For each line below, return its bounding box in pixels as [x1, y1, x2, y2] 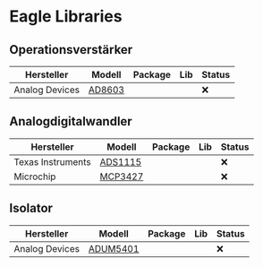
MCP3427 [99, 170, 144, 183]
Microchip [13, 170, 56, 183]
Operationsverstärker [9, 42, 133, 57]
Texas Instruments [13, 155, 91, 168]
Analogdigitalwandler [9, 114, 132, 129]
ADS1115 [99, 155, 142, 168]
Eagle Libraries [9, 6, 123, 27]
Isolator [9, 201, 54, 216]
